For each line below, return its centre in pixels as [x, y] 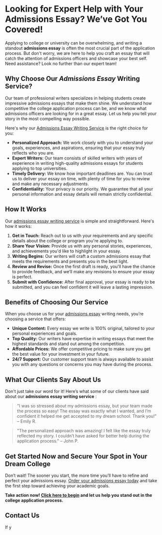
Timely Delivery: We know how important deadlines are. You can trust [82, 173]
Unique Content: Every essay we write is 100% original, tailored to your [83, 329]
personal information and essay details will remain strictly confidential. [82, 194]
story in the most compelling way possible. [48, 118]
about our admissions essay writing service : [51, 396]
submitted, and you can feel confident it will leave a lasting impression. [82, 287]
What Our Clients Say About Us [53, 380]
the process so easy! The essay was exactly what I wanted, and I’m [84, 411]
